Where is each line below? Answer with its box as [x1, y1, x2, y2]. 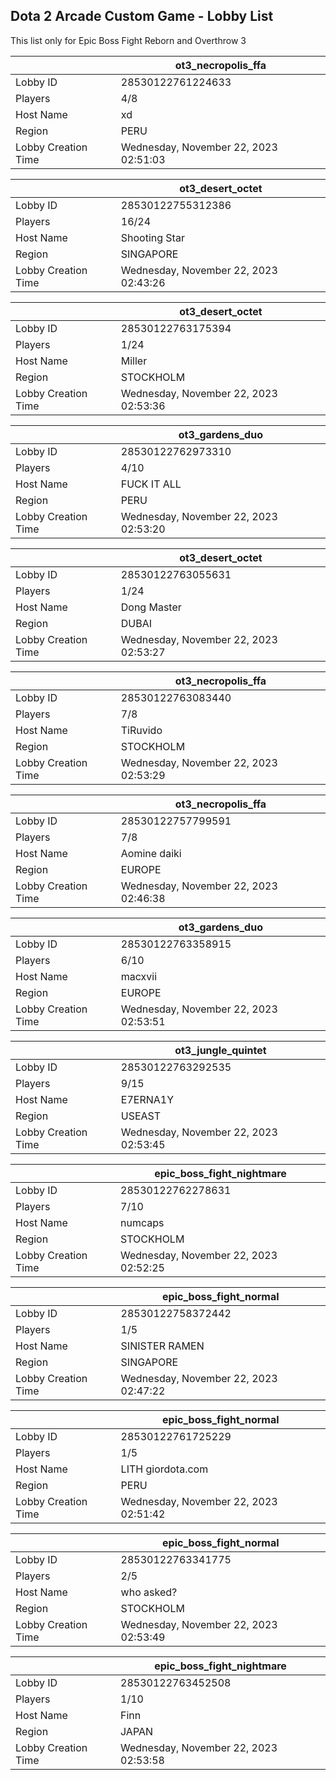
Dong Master [120, 600, 182, 614]
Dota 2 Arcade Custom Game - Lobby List [10, 8, 274, 25]
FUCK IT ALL [120, 477, 182, 491]
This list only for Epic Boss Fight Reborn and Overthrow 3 [10, 34, 247, 46]
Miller [120, 354, 148, 368]
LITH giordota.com [120, 1462, 209, 1476]
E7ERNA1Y [120, 1092, 174, 1106]
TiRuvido [120, 723, 163, 737]
